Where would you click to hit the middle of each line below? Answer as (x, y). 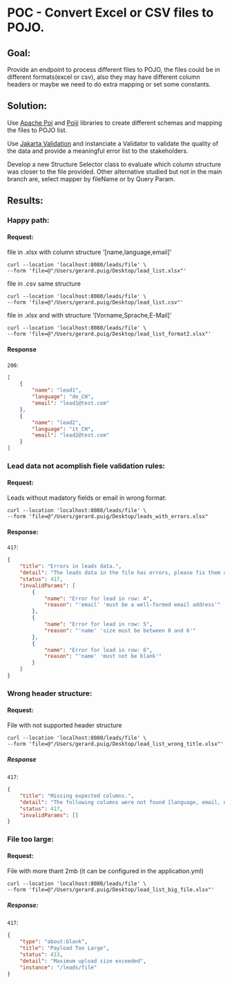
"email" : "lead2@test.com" (71, 435)
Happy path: (28, 221)
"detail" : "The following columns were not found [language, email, (120, 802)
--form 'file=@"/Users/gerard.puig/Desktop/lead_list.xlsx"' (97, 271)
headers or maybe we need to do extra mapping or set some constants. (109, 84)
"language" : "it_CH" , (63, 429)
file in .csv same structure (44, 284)
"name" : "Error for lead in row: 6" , (98, 650)
